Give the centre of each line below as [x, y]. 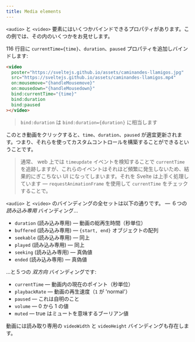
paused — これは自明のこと [47, 299]
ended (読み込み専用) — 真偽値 [51, 259]
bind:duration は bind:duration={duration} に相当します [89, 122]
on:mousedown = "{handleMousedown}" [53, 89]
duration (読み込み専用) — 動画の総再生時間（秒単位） [80, 223]
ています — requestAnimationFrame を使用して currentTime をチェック [104, 183]
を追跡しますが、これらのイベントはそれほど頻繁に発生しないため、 [102, 169]
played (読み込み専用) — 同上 [49, 245]
